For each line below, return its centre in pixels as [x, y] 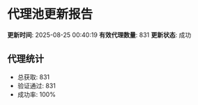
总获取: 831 [33, 76]
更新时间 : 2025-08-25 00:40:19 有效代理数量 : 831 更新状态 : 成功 [99, 35]
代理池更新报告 [50, 14]
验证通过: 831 [36, 86]
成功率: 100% [36, 94]
